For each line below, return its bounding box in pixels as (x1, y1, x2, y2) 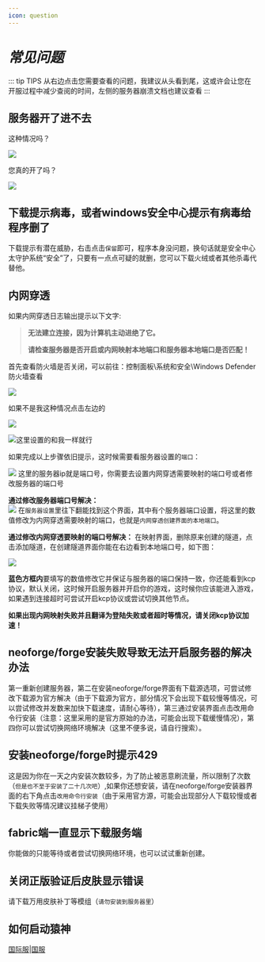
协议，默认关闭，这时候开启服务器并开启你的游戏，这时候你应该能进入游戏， (8, 584, 258, 593)
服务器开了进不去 (8, 111, 92, 125)
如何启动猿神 (8, 922, 71, 936)
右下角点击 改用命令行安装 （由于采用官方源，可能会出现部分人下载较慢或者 (21, 791, 258, 800)
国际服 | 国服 (8, 945, 46, 954)
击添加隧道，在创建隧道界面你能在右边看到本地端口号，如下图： (8, 542, 216, 551)
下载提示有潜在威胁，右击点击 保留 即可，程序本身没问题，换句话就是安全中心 (8, 243, 256, 253)
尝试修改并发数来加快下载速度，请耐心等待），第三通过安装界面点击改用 (14, 703, 248, 712)
